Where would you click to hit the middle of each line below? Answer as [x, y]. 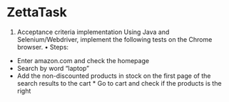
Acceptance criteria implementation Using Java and [93, 32]
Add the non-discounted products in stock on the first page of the [114, 76]
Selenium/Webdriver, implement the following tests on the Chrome [114, 39]
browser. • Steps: [43, 47]
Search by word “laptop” [53, 68]
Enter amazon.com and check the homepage [83, 60]
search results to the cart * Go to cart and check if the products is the [119, 83]
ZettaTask [37, 12]
